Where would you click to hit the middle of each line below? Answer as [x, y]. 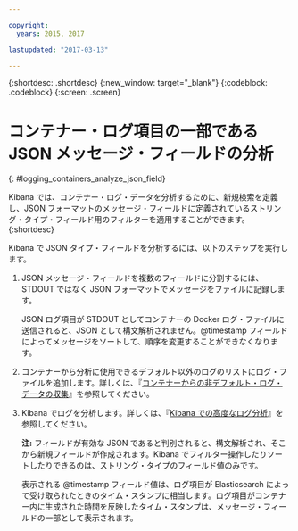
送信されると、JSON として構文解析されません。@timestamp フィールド [154, 330]
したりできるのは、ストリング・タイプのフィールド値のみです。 [146, 466]
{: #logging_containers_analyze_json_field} [87, 178]
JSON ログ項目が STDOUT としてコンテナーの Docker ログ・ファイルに [153, 319]
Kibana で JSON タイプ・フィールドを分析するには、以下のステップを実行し [149, 248]
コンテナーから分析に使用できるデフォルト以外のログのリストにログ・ [150, 372]
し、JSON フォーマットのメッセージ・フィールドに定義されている [129, 208]
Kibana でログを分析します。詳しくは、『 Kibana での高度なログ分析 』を [152, 413]
